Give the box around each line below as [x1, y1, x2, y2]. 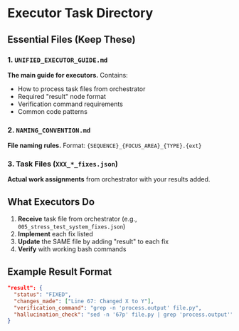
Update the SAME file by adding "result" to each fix [17, 237, 169, 246]
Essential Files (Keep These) [7, 33, 136, 46]
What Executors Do [7, 196, 95, 208]
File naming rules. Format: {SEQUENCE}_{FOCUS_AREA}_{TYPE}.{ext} [7, 141, 202, 150]
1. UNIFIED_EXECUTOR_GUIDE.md [7, 55, 108, 65]
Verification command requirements [17, 100, 123, 108]
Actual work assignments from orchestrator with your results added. [7, 175, 211, 184]
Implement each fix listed [17, 230, 94, 238]
